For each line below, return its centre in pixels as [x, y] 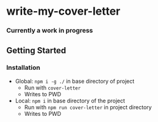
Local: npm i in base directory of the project [70, 101]
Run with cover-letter [52, 88]
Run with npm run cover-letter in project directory [88, 107]
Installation [23, 67]
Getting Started [36, 50]
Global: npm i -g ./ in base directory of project [75, 81]
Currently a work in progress [50, 31]
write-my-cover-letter [63, 11]
